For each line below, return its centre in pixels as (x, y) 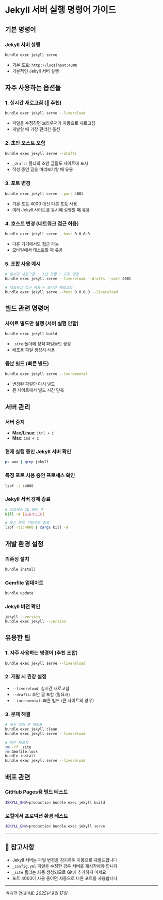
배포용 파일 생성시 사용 (33, 350)
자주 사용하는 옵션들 (33, 88)
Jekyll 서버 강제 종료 (28, 499)
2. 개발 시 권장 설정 (26, 676)
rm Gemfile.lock (21, 751)
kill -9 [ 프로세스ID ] (25, 514)
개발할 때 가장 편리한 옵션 (36, 129)
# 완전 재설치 (17, 742)
